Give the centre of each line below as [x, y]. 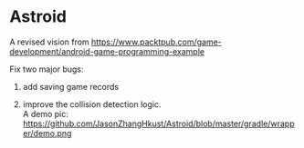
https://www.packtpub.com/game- [156, 42]
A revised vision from [49, 42]
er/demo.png [47, 133]
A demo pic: [45, 113]
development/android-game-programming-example [107, 51]
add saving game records [71, 86]
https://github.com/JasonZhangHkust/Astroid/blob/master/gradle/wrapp [158, 123]
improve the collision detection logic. [92, 104]
